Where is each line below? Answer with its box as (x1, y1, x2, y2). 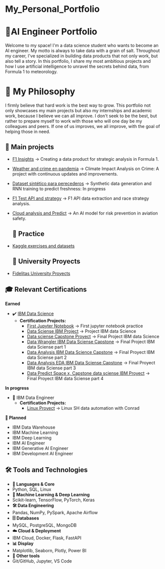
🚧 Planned (5, 415, 27, 421)
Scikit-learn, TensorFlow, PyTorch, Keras (12, 497, 95, 503)
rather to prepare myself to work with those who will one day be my (5, 118, 142, 124)
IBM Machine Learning (12, 430, 58, 436)
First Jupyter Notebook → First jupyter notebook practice (27, 323, 143, 329)
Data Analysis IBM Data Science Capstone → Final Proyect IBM (27, 350, 155, 355)
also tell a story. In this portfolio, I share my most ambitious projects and (5, 58, 151, 64)
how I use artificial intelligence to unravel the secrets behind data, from (5, 63, 149, 70)
